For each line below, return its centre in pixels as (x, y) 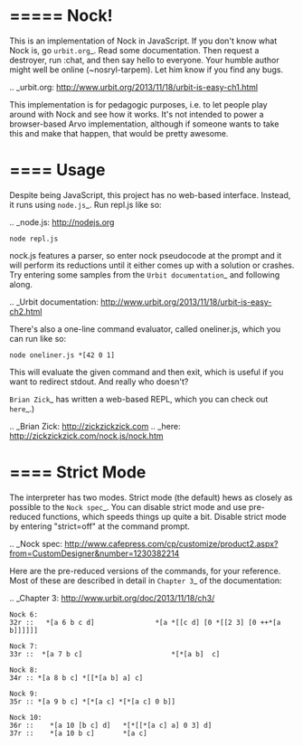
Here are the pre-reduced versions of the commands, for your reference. (145, 571)
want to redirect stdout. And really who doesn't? (99, 382)
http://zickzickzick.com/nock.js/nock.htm (86, 436)
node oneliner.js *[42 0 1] (62, 355)
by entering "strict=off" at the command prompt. (99, 526)
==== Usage (57, 170)
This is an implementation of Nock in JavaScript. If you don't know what (143, 41)
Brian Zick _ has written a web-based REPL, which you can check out (139, 399)
